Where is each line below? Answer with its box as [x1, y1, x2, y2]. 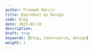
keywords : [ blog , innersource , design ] [5, 36, 89, 41]
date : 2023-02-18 [5, 21, 42, 27]
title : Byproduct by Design [5, 12, 64, 17]
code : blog [5, 17, 28, 22]
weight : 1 [5, 40, 26, 45]
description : [5, 26, 33, 31]
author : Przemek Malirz [5, 7, 55, 13]
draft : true [5, 31, 30, 36]
